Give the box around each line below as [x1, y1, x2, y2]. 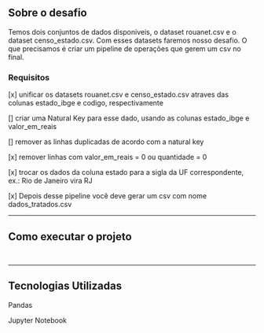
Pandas [8, 300, 33, 309]
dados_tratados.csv [8, 200, 72, 209]
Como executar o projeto [8, 230, 132, 243]
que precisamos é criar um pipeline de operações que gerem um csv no [8, 43, 241, 54]
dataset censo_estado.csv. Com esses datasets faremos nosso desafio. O [8, 35, 247, 45]
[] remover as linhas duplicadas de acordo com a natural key [8, 137, 204, 146]
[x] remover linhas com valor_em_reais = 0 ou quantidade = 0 [8, 153, 207, 162]
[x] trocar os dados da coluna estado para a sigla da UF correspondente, [8, 168, 244, 177]
